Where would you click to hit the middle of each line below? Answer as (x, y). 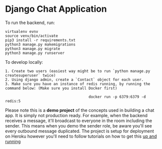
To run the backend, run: (30, 23)
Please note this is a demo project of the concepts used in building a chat (80, 110)
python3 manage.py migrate (33, 49)
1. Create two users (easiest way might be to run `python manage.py (78, 71)
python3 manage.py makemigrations (40, 44)
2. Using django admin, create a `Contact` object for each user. (74, 79)
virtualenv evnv (22, 31)
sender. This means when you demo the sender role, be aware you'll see (79, 125)
